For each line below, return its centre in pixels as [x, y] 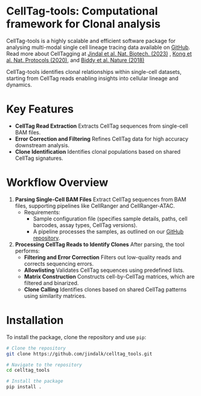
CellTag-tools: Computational [82, 11]
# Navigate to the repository [44, 365]
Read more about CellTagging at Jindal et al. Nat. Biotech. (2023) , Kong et [99, 53]
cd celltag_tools [28, 371]
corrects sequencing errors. [59, 263]
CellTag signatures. [39, 158]
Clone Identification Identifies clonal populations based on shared [98, 151]
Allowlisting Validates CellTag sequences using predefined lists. [104, 270]
